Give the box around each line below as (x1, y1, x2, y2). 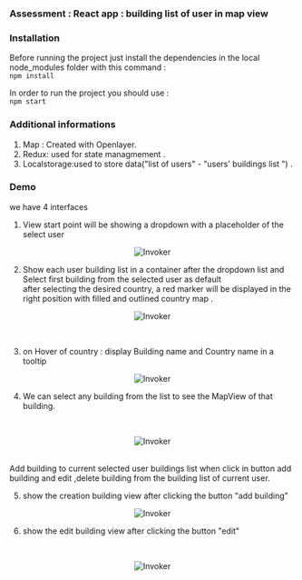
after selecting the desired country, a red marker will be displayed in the (22, 283, 292, 294)
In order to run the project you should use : (9, 87, 170, 98)
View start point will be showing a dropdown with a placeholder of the (22, 219, 284, 230)
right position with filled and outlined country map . (22, 293, 214, 304)
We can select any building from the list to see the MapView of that (22, 390, 274, 402)
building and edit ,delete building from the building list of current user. (9, 472, 270, 484)
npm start (9, 97, 47, 106)
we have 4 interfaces (9, 201, 89, 212)
